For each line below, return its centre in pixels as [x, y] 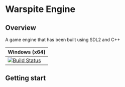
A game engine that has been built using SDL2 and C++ [63, 39]
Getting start [26, 78]
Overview [21, 28]
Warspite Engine [40, 9]
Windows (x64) [27, 52]
